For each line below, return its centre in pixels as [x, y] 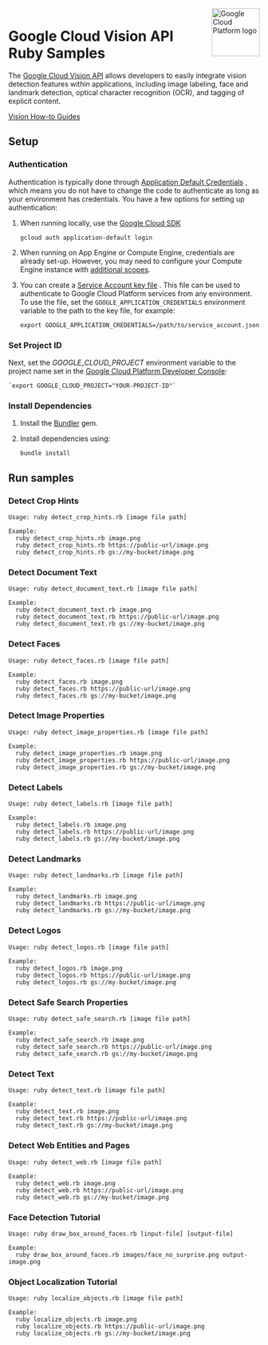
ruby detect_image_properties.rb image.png [89, 753]
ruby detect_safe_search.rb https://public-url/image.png [114, 1047]
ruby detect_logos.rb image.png [69, 968]
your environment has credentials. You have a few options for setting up [126, 198]
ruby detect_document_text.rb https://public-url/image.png [117, 617]
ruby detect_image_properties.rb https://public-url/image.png [122, 760]
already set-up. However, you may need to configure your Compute [131, 261]
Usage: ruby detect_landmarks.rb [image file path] [96, 875]
